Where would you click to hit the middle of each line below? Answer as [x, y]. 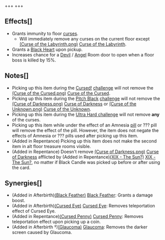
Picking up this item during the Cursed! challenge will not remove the [82, 87]
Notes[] [17, 76]
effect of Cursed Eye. [34, 211]
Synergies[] [23, 183]
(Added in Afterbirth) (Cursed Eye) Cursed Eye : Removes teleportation [83, 206]
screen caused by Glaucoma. [42, 232]
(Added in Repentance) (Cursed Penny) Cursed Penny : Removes [78, 216]
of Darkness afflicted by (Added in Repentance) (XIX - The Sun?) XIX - [84, 157]
